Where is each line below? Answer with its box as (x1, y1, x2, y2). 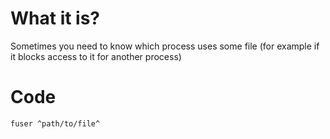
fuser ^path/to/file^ (10, 118, 101, 129)
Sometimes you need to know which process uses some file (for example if (10, 40, 320, 52)
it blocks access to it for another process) (10, 50, 182, 62)
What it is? (10, 7, 101, 30)
